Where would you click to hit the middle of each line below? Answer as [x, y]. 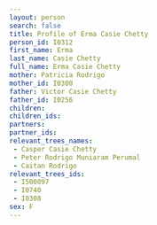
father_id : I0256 [41, 100]
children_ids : [35, 116]
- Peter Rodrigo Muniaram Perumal [77, 157]
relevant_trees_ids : [47, 174]
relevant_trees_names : [51, 141]
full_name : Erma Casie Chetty [65, 67]
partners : [27, 125]
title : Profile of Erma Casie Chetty [79, 34]
